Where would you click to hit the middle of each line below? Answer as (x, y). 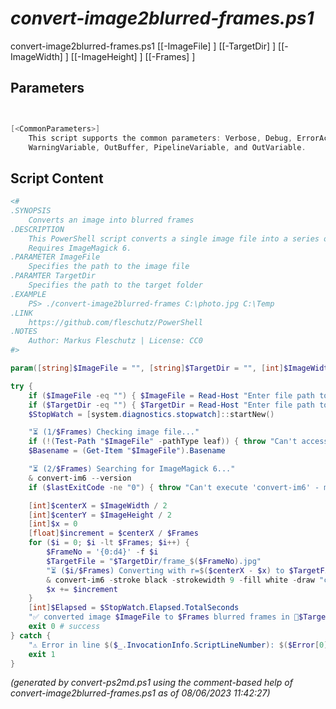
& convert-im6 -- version (80, 478)
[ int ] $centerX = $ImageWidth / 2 (98, 505)
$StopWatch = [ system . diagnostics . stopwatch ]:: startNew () (151, 414)
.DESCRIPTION (37, 229)
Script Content (57, 178)
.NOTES (24, 332)
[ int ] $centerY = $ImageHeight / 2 (100, 515)
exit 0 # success (64, 627)
